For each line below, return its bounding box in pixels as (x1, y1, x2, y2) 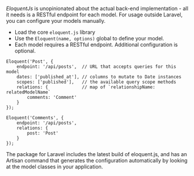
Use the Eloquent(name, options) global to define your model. (14, 35, 165, 42)
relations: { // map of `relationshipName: (16, 84, 156, 90)
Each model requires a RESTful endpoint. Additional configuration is (14, 41, 178, 48)
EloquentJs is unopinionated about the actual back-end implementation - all (6, 5, 189, 12)
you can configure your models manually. (6, 18, 106, 24)
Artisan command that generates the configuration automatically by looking (6, 157, 188, 164)
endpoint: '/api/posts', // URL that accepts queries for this (16, 64, 176, 70)
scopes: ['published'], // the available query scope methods (16, 79, 176, 85)
